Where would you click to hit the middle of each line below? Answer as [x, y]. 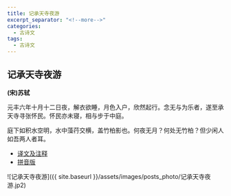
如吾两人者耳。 [28, 138]
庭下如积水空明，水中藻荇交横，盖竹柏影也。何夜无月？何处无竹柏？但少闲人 [115, 130]
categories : [24, 26]
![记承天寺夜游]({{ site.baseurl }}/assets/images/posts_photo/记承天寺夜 [109, 176]
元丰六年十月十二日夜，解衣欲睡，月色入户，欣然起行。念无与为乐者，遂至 [112, 107]
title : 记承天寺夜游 [33, 13]
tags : [15, 39]
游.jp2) [16, 185]
